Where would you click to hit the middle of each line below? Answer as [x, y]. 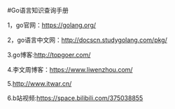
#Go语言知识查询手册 [38, 10]
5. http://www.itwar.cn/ [40, 83]
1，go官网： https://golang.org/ [52, 25]
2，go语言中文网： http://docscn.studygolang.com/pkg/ [87, 40]
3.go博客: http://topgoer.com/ [49, 55]
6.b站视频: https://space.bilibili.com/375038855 [75, 98]
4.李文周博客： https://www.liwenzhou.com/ [70, 70]
